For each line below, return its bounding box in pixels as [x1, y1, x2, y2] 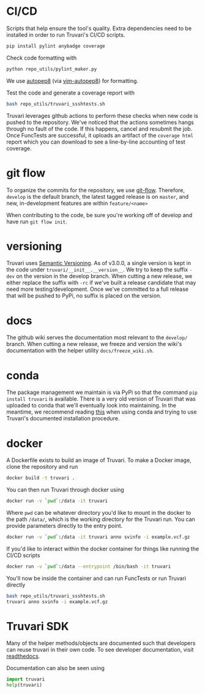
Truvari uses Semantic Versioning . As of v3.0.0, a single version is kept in [6, 260, 192, 267]
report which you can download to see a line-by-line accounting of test [6, 138, 185, 145]
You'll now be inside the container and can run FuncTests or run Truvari [6, 574, 187, 582]
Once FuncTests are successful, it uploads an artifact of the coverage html [6, 131, 194, 139]
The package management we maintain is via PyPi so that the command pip [6, 388, 198, 396]
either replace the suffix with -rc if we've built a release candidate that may [6, 279, 196, 287]
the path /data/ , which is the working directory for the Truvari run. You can [6, 515, 196, 523]
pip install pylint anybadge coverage [6, 43, 105, 49]
